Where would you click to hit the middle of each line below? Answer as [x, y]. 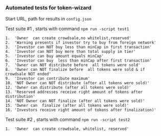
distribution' [20, 96]
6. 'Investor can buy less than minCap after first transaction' [79, 61]
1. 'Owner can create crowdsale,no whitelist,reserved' [68, 38]
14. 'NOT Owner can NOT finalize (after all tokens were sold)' [75, 101]
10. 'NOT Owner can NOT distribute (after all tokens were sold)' [77, 83]
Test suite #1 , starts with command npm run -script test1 [67, 29]
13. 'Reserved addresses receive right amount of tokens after [74, 92]
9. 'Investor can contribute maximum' [48, 79]
